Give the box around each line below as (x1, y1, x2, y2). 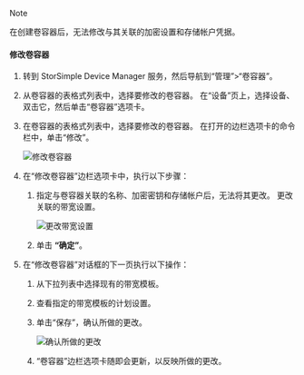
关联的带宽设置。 (35, 202, 101, 212)
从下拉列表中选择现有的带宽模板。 (35, 279, 164, 290)
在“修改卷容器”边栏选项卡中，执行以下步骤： (22, 171, 190, 182)
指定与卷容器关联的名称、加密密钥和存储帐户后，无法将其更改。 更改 (35, 190, 293, 201)
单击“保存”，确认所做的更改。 (35, 317, 147, 328)
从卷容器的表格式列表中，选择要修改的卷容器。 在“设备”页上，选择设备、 (22, 90, 295, 101)
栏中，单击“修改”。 (22, 132, 94, 143)
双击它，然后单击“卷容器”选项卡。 (22, 102, 150, 113)
